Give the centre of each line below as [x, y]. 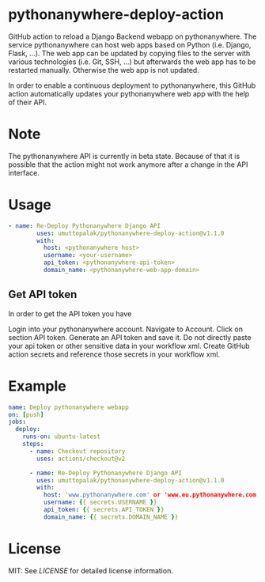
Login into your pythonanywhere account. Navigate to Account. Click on [126, 329]
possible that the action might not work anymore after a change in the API [128, 164]
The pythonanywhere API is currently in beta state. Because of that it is [124, 156]
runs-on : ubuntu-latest [62, 436]
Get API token [43, 295]
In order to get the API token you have [70, 313]
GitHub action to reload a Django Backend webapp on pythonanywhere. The [132, 36]
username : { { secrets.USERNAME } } [100, 503]
